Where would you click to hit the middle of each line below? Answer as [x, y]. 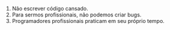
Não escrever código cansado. [50, 9]
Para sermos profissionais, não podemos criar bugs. [77, 15]
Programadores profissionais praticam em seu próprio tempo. [88, 21]
